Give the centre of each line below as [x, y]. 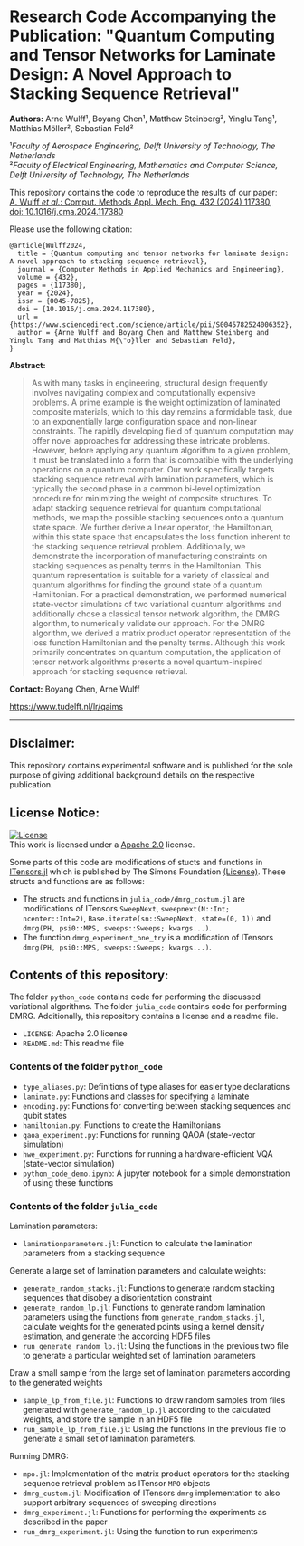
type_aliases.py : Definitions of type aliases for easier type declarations [156, 1086]
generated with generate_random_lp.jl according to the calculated [147, 1409]
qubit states [45, 1115]
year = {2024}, [46, 293]
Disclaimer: [42, 744]
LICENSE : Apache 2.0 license [75, 1034]
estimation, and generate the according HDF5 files [116, 1336]
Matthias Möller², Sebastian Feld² [71, 128]
